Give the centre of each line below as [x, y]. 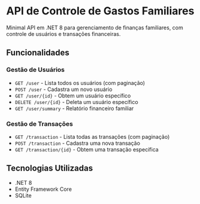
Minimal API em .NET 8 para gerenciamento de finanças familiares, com [95, 28]
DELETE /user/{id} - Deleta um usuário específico [77, 102]
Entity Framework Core [43, 189]
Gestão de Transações [40, 124]
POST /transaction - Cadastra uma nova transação [78, 143]
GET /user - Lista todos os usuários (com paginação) [80, 83]
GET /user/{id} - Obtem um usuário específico [73, 95]
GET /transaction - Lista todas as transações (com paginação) [92, 136]
